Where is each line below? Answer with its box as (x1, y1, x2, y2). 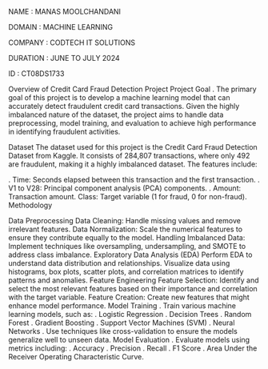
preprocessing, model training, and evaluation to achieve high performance (8, 118, 257, 127)
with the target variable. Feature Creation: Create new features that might (8, 292, 250, 302)
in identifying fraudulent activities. (8, 127, 121, 136)
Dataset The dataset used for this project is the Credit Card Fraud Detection (8, 142, 258, 151)
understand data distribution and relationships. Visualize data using (8, 259, 230, 267)
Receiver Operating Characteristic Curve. (8, 352, 144, 361)
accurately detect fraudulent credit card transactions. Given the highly (8, 102, 240, 110)
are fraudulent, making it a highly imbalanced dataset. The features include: (8, 159, 258, 169)
